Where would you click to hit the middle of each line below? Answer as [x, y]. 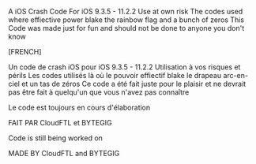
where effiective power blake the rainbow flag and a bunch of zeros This [126, 20]
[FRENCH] [25, 52]
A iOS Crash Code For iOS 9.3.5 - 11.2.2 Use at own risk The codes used [126, 11]
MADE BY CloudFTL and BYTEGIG [64, 153]
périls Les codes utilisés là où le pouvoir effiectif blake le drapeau [115, 75]
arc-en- [236, 75]
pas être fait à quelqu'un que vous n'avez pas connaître [99, 92]
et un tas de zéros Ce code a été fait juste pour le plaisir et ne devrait [134, 84]
